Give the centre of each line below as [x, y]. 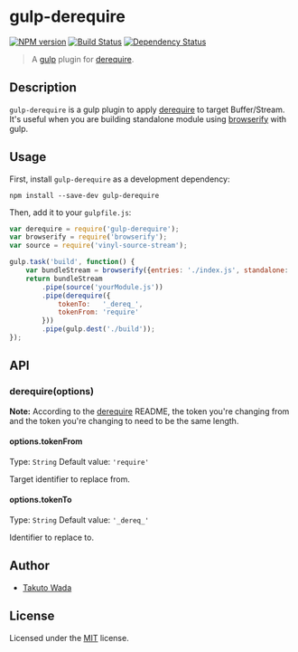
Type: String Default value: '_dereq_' [79, 520]
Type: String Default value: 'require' [79, 461]
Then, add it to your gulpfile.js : [70, 212]
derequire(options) [52, 392]
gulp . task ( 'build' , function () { [72, 262]
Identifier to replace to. [52, 538]
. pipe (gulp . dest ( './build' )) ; [98, 329]
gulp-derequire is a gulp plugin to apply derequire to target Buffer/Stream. [147, 109]
